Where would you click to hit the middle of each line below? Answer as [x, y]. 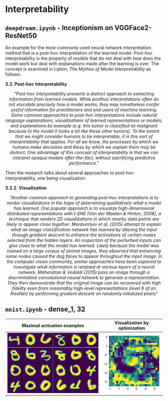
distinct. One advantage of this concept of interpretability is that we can [84, 152]
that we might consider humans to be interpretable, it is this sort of [84, 136]
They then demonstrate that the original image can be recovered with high [84, 283]
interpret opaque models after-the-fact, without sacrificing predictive [84, 158]
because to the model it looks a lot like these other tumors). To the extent [84, 131]
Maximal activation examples [53, 325]
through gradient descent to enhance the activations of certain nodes [84, 235]
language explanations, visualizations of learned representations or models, [84, 120]
